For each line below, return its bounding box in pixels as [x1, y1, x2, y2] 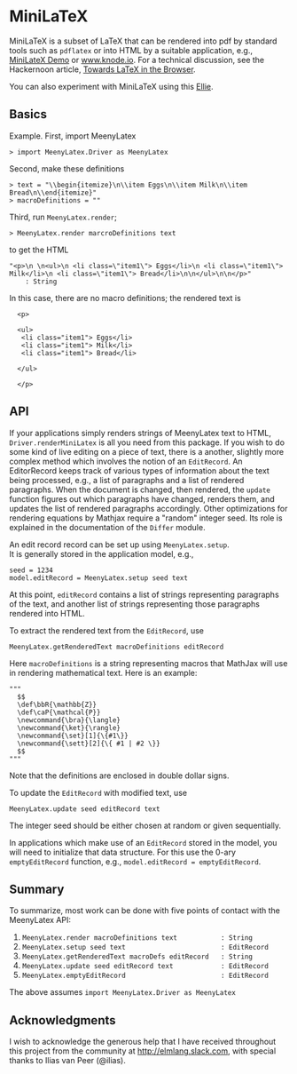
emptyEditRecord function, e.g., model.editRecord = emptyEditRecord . [9, 855, 262, 867]
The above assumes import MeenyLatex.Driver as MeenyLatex [9, 987, 237, 998]
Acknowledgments [9, 1013, 117, 1028]
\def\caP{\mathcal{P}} [17, 708, 101, 717]
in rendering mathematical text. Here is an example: [9, 667, 198, 678]
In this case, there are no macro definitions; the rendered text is [9, 292, 241, 303]
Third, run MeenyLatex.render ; [9, 211, 117, 222]
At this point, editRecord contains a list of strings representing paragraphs [9, 589, 279, 600]
